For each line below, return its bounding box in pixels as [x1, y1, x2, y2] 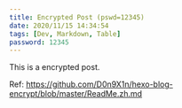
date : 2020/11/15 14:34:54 [9, 21, 109, 30]
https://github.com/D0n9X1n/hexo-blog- [26, 79, 173, 89]
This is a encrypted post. [9, 62, 100, 73]
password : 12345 [9, 37, 69, 47]
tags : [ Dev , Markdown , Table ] [9, 29, 122, 38]
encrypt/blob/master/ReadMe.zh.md [9, 89, 143, 99]
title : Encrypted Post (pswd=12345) [9, 12, 145, 22]
